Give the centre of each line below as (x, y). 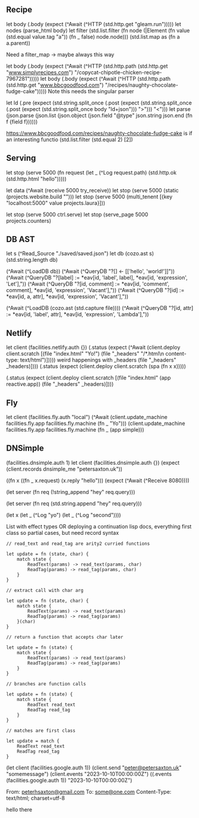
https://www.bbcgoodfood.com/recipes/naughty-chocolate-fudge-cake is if (99, 133)
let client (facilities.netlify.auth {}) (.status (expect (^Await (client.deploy (93, 347)
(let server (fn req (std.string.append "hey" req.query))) (74, 503)
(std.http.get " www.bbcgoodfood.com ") (55, 85)
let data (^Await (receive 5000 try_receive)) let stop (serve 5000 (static (93, 190)
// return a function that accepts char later (65, 637)
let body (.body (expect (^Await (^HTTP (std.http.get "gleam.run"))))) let (94, 24)
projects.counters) (29, 221)
